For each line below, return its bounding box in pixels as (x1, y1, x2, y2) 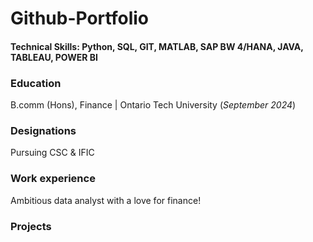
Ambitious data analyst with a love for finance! (10, 194, 202, 206)
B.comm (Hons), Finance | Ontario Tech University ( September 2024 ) (10, 99, 297, 111)
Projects (10, 219, 52, 233)
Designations (10, 124, 77, 137)
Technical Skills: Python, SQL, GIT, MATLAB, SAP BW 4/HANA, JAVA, (10, 40, 304, 52)
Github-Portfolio (10, 7, 149, 30)
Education (10, 76, 62, 90)
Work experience (10, 172, 96, 186)
